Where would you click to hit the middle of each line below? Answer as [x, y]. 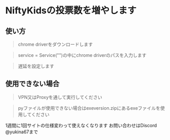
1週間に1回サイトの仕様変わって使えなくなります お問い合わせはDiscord [81, 125]
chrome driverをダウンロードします [55, 44]
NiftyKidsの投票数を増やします [71, 11]
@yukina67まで [22, 132]
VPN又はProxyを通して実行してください [60, 97]
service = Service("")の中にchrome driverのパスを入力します [82, 55]
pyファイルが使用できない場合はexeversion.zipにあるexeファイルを [89, 108]
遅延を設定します [36, 66]
